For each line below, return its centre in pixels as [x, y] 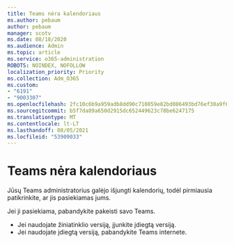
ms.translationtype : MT [42, 117]
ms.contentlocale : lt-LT [43, 124]
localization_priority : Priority [56, 72]
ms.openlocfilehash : [37, 104]
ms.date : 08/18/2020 [37, 40]
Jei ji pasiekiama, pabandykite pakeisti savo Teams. [81, 211]
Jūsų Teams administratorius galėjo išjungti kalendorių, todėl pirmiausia [110, 190]
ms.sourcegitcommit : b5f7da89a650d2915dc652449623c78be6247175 [101, 111]
